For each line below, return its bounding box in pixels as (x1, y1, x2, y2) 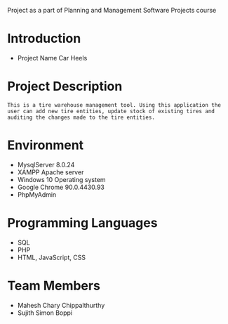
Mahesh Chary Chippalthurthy (17, 301, 105, 309)
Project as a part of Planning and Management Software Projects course (7, 6, 217, 14)
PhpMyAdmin (17, 190, 57, 199)
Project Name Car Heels (17, 53, 88, 62)
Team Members (7, 278, 100, 294)
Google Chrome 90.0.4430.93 (17, 183, 105, 191)
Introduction (7, 31, 81, 46)
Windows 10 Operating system (17, 175, 107, 183)
